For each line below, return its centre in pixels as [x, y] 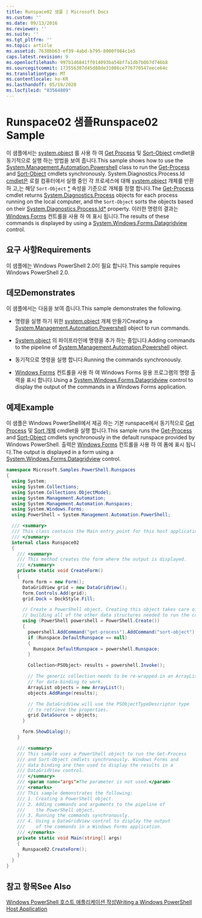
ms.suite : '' [23, 34]
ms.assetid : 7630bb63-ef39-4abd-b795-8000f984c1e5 [71, 51]
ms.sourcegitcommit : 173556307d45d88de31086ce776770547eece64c [87, 68]
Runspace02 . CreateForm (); [54, 849]
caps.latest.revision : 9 [37, 57]
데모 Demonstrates [41, 293]
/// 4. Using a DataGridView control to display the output [94, 821]
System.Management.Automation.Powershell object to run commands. [103, 328]
